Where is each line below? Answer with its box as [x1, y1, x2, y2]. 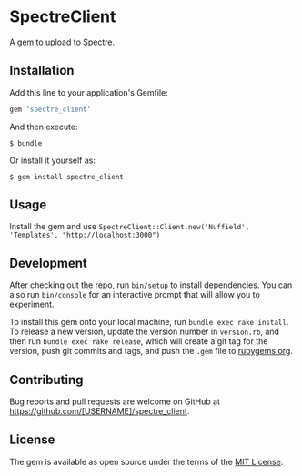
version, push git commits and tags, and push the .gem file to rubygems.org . [9, 346, 294, 357]
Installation [9, 63, 75, 78]
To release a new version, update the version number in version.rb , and [9, 326, 280, 338]
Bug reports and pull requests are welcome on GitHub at [9, 396, 221, 407]
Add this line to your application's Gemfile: [9, 86, 168, 97]
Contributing [9, 371, 84, 388]
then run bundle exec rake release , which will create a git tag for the [9, 336, 268, 347]
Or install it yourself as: [9, 155, 96, 166]
